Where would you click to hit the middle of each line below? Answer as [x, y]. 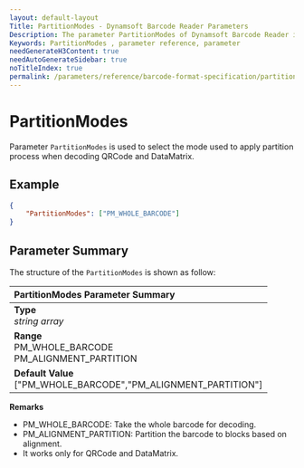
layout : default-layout [54, 18]
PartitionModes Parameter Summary [95, 294]
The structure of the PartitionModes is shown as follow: [113, 272]
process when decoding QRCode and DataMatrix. [102, 156]
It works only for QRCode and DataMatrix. [100, 453]
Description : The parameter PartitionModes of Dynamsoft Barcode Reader [149, 34]
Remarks [27, 406]
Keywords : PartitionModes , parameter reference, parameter [125, 43]
